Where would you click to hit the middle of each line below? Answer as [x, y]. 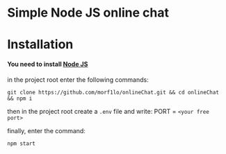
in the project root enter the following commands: [78, 79]
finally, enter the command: [46, 130]
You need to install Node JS [48, 64]
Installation [40, 45]
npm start [22, 144]
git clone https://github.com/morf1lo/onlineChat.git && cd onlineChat [113, 92]
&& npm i [20, 99]
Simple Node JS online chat [88, 13]
